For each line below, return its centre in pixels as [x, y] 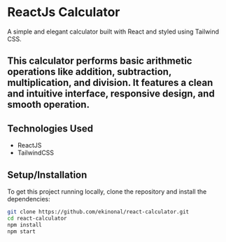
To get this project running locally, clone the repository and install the [107, 191]
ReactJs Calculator [64, 12]
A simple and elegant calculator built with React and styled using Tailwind [113, 31]
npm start [22, 232]
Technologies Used [50, 128]
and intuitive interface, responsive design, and [111, 94]
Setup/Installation [47, 175]
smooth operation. [48, 105]
